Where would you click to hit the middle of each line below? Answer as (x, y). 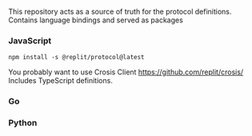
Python (23, 123)
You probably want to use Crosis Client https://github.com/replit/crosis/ (126, 72)
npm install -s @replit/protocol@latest (77, 58)
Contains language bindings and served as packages (96, 20)
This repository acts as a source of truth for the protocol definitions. (120, 12)
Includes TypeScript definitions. (61, 81)
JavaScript (30, 41)
